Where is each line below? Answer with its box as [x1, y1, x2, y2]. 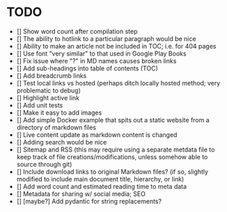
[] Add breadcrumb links [16, 71, 87, 80]
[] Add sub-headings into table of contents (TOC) [16, 64, 158, 72]
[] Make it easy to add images [16, 108, 102, 117]
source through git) [16, 160, 72, 168]
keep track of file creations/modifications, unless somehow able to [16, 152, 208, 161]
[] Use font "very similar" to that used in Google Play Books [16, 49, 187, 58]
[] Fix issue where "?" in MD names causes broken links [16, 56, 177, 65]
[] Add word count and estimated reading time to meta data [16, 182, 187, 190]
